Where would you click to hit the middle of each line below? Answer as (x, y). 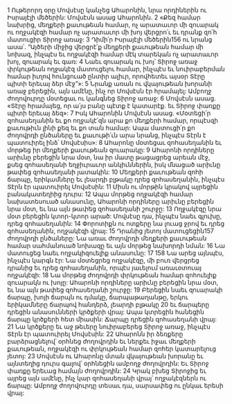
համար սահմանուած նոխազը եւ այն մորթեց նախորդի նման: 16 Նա (116, 246)
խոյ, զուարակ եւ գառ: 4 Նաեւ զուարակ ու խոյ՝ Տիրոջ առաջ (102, 61)
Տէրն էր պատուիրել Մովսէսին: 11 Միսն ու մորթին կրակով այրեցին (113, 187)
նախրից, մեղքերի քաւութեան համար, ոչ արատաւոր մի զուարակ (113, 25)
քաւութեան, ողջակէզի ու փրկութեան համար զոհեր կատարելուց (112, 349)
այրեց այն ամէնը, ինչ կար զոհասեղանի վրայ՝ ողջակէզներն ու (107, 378)
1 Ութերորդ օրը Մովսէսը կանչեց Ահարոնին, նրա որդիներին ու (107, 10)
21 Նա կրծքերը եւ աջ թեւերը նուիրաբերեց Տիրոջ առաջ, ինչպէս (109, 326)
